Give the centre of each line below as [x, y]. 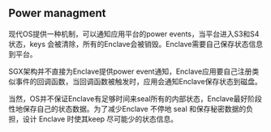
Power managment [57, 13]
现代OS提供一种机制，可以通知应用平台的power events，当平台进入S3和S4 [134, 34]
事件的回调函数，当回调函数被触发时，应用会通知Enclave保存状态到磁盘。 [138, 81]
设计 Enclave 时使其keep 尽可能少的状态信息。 [100, 119]
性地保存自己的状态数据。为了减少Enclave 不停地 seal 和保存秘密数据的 [127, 109]
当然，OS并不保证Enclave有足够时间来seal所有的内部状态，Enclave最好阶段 [135, 98]
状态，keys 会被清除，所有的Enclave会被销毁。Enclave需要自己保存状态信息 [136, 44]
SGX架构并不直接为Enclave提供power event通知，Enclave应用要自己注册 [130, 71]
